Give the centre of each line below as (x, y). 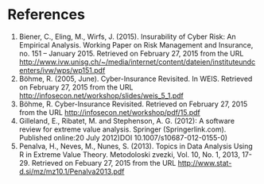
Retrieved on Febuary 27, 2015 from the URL (104, 163)
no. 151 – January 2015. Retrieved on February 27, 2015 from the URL (131, 53)
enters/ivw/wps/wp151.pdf (62, 70)
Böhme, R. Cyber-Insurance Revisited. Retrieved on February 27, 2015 (133, 104)
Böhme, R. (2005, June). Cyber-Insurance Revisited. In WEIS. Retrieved (136, 79)
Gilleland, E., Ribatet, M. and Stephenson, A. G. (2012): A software (127, 121)
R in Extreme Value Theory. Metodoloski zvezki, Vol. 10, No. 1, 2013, (129, 154)
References (46, 15)
